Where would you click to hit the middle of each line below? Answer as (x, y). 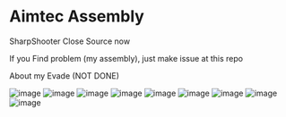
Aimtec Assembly (77, 17)
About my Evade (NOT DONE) (64, 75)
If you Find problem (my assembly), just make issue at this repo (126, 58)
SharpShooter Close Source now (70, 41)
